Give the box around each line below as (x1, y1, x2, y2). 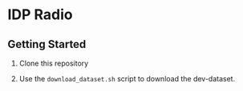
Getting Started (7, 38, 87, 51)
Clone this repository (18, 58, 89, 68)
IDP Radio (7, 6, 73, 24)
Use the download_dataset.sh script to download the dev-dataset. (18, 74, 236, 83)
